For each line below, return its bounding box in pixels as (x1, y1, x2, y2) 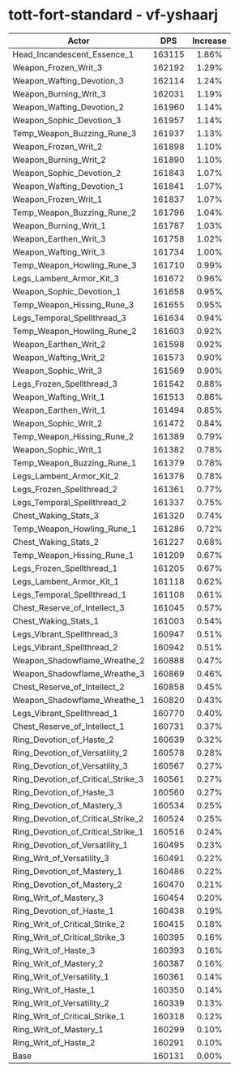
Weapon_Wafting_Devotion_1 (12, 180, 124, 191)
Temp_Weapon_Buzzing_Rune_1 (12, 457, 137, 468)
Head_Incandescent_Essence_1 (12, 49, 134, 60)
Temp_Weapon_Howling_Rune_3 (12, 259, 137, 271)
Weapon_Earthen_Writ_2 (12, 338, 106, 349)
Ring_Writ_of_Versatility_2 (12, 997, 109, 1009)
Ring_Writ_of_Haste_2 (12, 1036, 96, 1048)
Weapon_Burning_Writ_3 (12, 88, 107, 99)
